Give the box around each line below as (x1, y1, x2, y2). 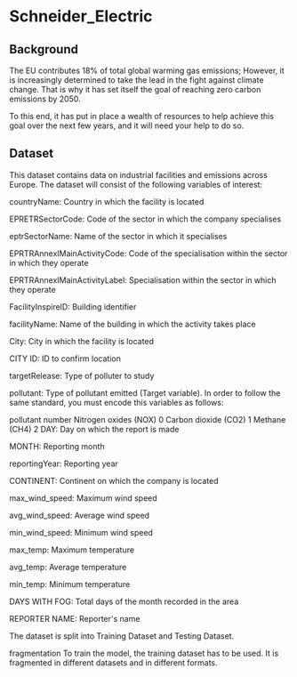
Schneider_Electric (9, 6, 153, 27)
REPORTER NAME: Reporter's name (9, 613, 140, 624)
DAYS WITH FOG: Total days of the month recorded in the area (9, 596, 239, 607)
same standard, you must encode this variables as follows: (9, 397, 224, 407)
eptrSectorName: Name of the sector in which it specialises (9, 230, 228, 241)
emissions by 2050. (9, 93, 82, 104)
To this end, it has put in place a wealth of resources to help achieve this (9, 111, 274, 121)
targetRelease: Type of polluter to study (9, 370, 155, 381)
